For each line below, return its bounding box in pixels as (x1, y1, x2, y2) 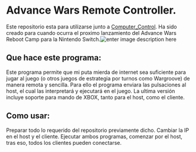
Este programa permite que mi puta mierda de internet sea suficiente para (6, 69, 186, 76)
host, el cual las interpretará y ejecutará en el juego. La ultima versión (6, 87, 175, 95)
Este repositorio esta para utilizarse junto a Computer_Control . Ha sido (6, 23, 177, 30)
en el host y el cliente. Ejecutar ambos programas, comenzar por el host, (6, 132, 183, 140)
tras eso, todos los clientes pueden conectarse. (6, 139, 122, 146)
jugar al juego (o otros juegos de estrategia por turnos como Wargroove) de (6, 75, 190, 82)
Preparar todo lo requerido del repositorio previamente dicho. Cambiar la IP (6, 127, 190, 134)
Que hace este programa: (6, 53, 102, 63)
